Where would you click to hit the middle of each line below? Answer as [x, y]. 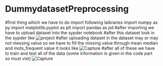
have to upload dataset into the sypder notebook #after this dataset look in [80, 33]
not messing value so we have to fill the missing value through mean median [81, 43]
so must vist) [18, 58]
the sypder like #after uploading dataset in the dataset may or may [82, 38]
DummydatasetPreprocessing [67, 9]
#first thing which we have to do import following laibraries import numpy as [81, 22]
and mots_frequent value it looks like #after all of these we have [80, 48]
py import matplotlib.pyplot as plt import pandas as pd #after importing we [80, 27]
